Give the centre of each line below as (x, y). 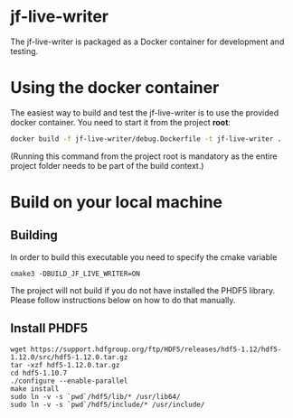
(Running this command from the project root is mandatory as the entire (144, 156)
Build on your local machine (117, 202)
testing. (24, 51)
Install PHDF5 (49, 328)
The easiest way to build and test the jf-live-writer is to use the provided (145, 112)
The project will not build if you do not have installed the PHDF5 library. (143, 290)
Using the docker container (115, 88)
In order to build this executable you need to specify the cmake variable (144, 257)
